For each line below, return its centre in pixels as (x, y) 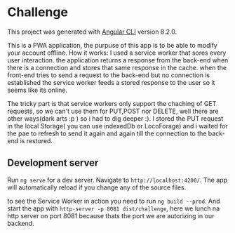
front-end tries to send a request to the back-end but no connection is (109, 75)
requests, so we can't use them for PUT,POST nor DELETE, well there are (113, 111)
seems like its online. (38, 90)
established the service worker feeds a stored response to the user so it (111, 82)
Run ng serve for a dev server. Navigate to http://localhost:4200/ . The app (117, 180)
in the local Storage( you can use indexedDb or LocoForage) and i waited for (117, 126)
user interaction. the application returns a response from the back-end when (118, 60)
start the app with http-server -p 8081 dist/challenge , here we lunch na (113, 208)
